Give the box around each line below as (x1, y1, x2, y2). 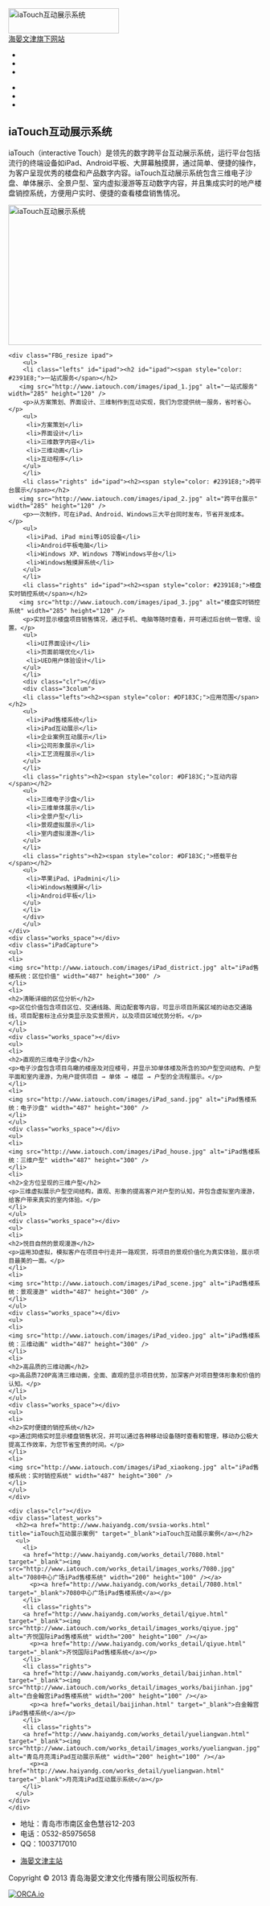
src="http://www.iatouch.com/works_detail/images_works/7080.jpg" (8, 1564, 235, 1573)
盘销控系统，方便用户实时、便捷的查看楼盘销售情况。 (8, 188, 185, 198)
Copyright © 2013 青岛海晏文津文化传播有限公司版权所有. (8, 1873, 198, 1883)
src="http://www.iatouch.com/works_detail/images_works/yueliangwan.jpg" (8, 1744, 261, 1752)
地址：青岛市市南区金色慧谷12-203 (19, 1818, 136, 1828)
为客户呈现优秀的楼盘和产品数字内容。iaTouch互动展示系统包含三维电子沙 (8, 168, 253, 178)
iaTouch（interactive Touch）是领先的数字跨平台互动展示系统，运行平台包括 (8, 148, 261, 158)
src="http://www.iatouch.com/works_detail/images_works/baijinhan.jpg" (8, 1683, 253, 1691)
